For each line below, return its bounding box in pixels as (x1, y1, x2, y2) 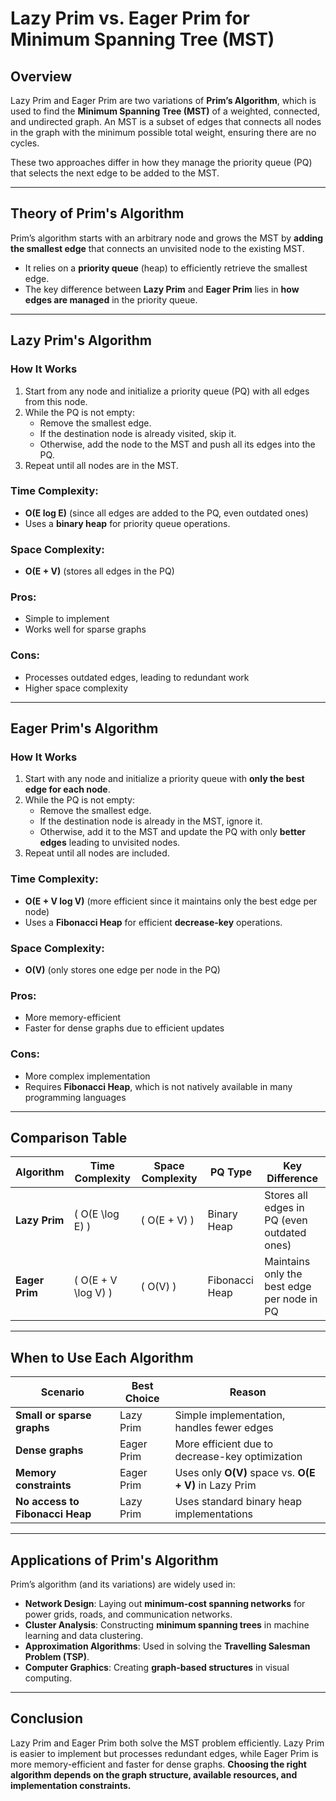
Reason (229, 1385, 267, 1399)
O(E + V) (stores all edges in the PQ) (24, 565, 175, 577)
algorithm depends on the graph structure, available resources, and (10, 1768, 298, 1781)
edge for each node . (24, 783, 111, 796)
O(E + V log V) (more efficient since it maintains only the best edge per (24, 895, 318, 907)
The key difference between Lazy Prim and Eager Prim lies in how (24, 283, 300, 295)
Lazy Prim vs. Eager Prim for (10, 7, 250, 30)
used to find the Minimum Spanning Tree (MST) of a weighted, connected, (10, 105, 320, 117)
